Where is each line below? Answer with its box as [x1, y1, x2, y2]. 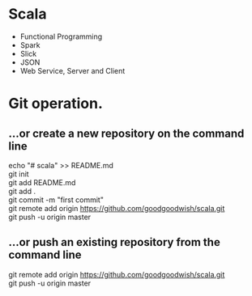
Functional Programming [19, 32, 103, 41]
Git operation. [8, 95, 104, 113]
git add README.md [8, 177, 76, 187]
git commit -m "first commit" [8, 195, 104, 205]
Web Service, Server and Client [19, 66, 126, 75]
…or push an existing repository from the [8, 235, 220, 249]
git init [8, 169, 30, 179]
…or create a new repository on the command [8, 126, 245, 140]
